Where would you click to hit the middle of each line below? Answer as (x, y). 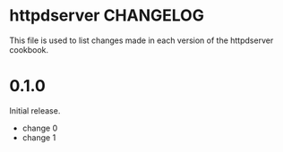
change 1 (39, 137)
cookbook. (29, 49)
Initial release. (35, 110)
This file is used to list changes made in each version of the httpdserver (141, 40)
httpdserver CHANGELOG (107, 16)
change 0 (40, 128)
